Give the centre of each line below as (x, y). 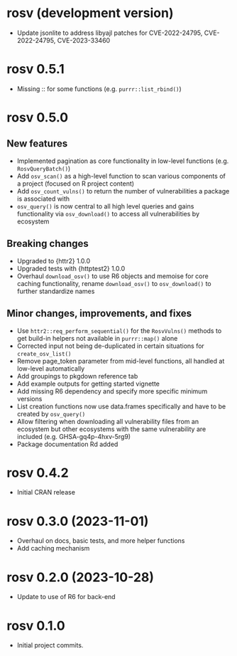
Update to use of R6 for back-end (66, 597)
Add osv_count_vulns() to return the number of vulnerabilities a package (123, 191)
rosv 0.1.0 (36, 626)
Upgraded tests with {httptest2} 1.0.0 (71, 268)
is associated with (43, 199)
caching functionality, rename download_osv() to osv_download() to (114, 283)
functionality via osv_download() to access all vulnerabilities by (108, 213)
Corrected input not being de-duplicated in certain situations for (111, 346)
